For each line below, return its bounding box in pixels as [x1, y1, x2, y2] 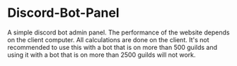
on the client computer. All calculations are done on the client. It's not [7, 35, 210, 44]
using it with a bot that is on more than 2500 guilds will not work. [7, 51, 196, 59]
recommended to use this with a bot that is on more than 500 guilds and [7, 43, 218, 51]
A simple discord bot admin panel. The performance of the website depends [7, 28, 230, 37]
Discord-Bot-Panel [7, 5, 120, 21]
